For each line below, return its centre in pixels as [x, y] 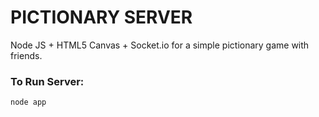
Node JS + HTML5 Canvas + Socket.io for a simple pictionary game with [160, 45]
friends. [26, 55]
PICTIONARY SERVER [101, 17]
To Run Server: [47, 81]
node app [28, 102]
